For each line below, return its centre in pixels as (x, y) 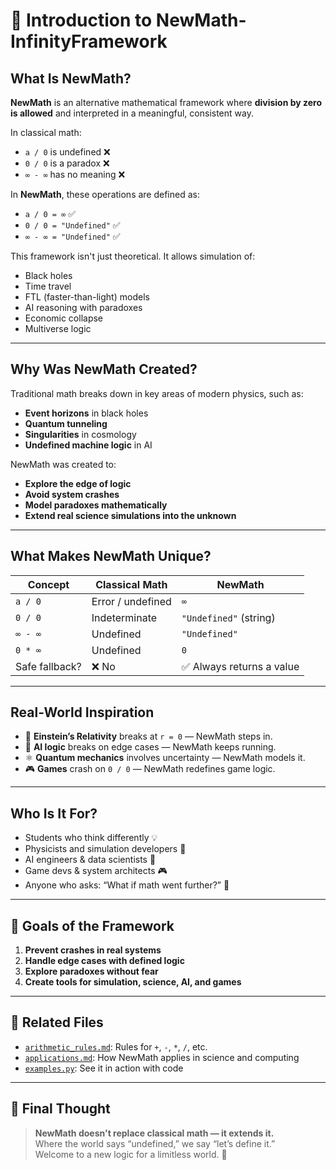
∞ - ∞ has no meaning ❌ (75, 174)
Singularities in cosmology (80, 434)
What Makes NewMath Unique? (111, 556)
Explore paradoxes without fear (91, 971)
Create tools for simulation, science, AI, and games (133, 982)
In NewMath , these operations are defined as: (105, 194)
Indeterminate (124, 617)
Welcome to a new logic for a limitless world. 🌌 (131, 1154)
